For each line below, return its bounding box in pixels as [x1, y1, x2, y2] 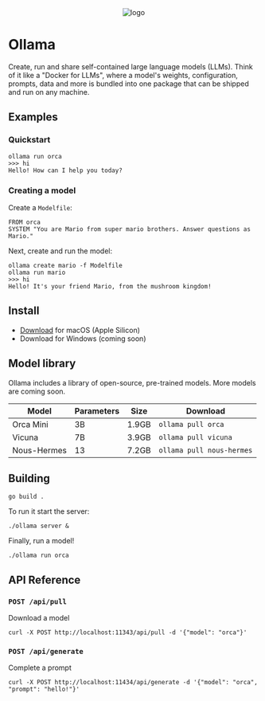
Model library [8, 357, 76, 370]
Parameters [74, 405, 120, 417]
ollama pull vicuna [158, 433, 232, 441]
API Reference [8, 573, 81, 586]
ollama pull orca [158, 420, 224, 429]
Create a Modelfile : [8, 202, 73, 212]
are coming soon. [8, 386, 66, 396]
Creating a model [8, 185, 76, 196]
